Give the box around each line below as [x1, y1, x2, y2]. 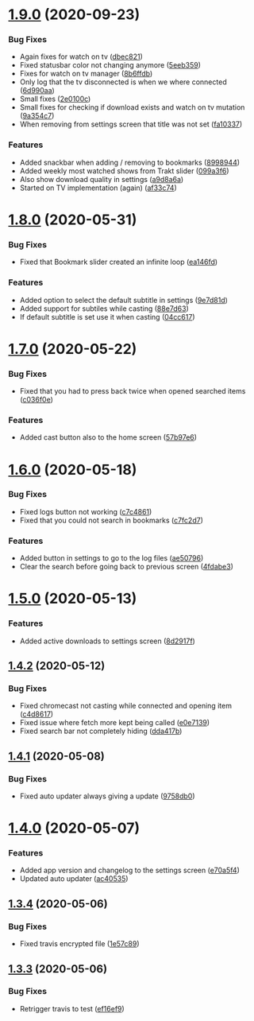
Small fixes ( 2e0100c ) [19, 94, 91, 104]
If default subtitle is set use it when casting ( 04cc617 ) [19, 312, 196, 321]
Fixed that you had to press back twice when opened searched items [19, 386, 246, 396]
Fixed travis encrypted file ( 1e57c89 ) [19, 939, 140, 949]
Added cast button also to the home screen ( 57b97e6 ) [19, 433, 197, 442]
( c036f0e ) [19, 395, 54, 405]
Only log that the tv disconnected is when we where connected [19, 77, 228, 87]
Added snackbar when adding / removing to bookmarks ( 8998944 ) [19, 157, 241, 167]
